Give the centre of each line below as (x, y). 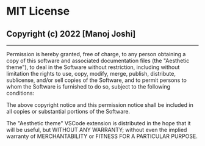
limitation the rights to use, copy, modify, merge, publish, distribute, (91, 74)
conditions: (20, 93)
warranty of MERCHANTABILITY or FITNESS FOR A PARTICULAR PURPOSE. (102, 136)
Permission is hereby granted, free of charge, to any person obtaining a (96, 54)
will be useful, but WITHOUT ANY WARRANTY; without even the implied (97, 130)
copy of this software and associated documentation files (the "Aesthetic (98, 60)
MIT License (38, 11)
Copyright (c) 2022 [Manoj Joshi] (71, 34)
